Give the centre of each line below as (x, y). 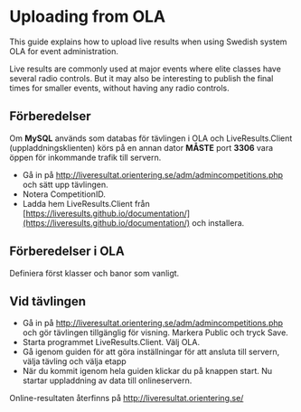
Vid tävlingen (48, 301)
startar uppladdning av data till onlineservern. (107, 380)
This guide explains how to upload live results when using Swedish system (148, 42)
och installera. (218, 222)
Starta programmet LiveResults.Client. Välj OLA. (111, 342)
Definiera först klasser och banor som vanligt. (94, 273)
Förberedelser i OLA (67, 252)
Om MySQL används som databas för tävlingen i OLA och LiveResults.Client (151, 138)
